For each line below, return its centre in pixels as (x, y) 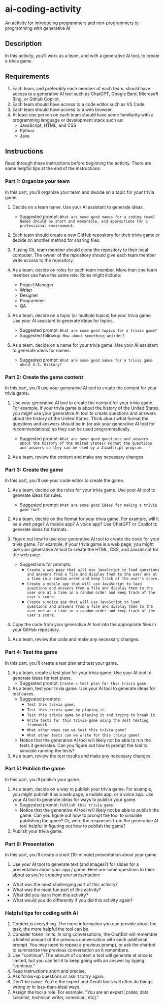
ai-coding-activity (43, 9)
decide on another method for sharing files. (56, 240)
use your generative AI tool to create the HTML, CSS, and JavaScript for (85, 550)
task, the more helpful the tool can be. (51, 929)
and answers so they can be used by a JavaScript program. (82, 448)
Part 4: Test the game (31, 652)
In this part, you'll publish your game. (43, 779)
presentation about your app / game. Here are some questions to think (83, 870)
